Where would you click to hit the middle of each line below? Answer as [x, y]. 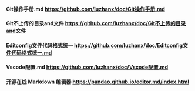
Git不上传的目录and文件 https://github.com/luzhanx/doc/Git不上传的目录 [96, 23]
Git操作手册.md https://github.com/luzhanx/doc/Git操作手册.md [86, 9]
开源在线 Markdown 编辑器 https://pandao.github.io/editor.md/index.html [97, 82]
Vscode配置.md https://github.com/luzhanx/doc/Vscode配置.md [87, 67]
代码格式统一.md [31, 52]
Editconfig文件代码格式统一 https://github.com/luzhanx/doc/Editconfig [95, 45]
